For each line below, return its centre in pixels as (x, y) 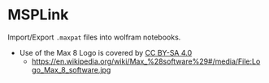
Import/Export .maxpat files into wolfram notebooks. (94, 37)
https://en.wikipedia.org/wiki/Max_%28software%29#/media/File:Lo (146, 61)
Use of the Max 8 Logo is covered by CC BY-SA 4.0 (106, 52)
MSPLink (38, 15)
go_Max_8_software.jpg (71, 69)
